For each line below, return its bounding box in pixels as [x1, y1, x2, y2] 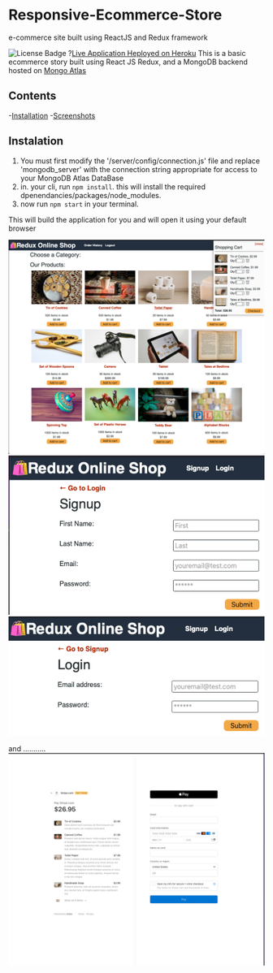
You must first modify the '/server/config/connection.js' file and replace [19, 156, 260, 166]
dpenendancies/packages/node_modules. [19, 190, 162, 200]
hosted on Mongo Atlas [8, 65, 87, 75]
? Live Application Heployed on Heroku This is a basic [67, 48, 246, 58]
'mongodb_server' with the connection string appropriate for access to [19, 164, 258, 174]
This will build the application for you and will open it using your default [8, 214, 247, 224]
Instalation [8, 134, 63, 148]
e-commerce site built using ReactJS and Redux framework [8, 32, 209, 42]
